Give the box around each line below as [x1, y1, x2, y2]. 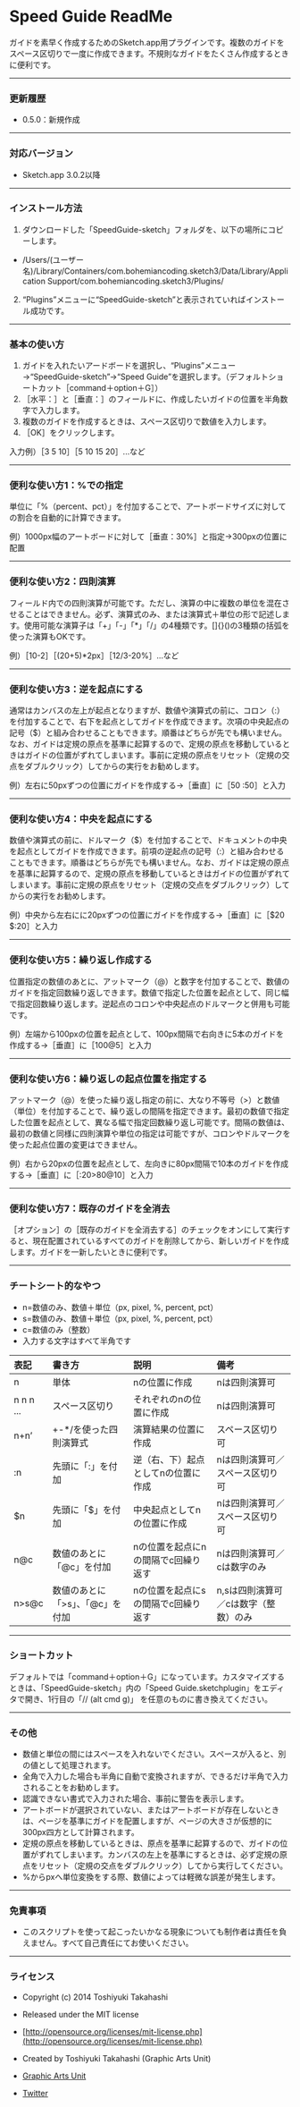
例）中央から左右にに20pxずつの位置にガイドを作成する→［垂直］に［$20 [9, 910, 285, 920]
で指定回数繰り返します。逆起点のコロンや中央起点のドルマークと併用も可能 [9, 998, 290, 1009]
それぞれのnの [132, 1392, 193, 1405]
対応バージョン [9, 148, 74, 160]
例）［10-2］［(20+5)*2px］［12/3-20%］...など [9, 650, 179, 661]
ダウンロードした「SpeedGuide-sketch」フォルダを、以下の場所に [21, 224, 269, 234]
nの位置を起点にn [132, 1540, 207, 1553]
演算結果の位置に [132, 1423, 205, 1435]
